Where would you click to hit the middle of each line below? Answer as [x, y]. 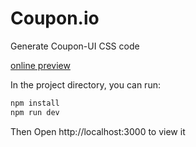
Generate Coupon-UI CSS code [75, 46]
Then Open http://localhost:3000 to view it [98, 131]
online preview [40, 65]
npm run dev [35, 112]
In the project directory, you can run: [85, 84]
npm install [35, 103]
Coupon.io [55, 18]
